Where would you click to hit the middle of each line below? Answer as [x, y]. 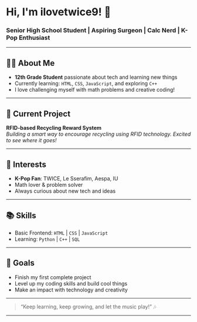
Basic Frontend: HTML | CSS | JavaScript [61, 233]
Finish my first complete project [53, 277]
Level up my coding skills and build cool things [71, 283]
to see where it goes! [31, 140]
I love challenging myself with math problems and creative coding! [94, 90]
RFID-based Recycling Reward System [54, 128]
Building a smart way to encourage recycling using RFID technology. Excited [98, 134]
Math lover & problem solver [49, 185]
